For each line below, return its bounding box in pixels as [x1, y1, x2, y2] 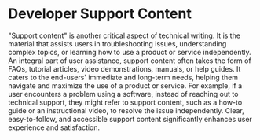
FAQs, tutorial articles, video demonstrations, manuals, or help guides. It [8, 64, 241, 73]
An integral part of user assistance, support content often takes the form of [8, 56, 251, 65]
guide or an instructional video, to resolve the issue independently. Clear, [8, 105, 245, 115]
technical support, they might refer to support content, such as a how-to [8, 98, 243, 107]
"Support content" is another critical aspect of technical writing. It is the [8, 31, 241, 40]
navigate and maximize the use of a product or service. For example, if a [8, 80, 243, 90]
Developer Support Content [8, 5, 192, 23]
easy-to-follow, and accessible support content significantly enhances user [8, 114, 253, 123]
